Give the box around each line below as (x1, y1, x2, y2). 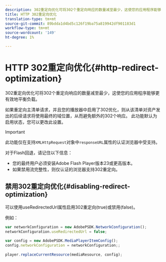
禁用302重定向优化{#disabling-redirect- (5, 182, 130, 191)
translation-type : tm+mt (5, 16, 56, 21)
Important (5, 129, 25, 135)
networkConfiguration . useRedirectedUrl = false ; (5, 229, 107, 234)
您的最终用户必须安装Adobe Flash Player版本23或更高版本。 (12, 160, 135, 166)
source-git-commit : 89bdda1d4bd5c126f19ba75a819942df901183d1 (5, 21, 136, 26)
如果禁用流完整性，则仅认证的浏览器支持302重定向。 (12, 166, 120, 172)
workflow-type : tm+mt (5, 26, 50, 31)
